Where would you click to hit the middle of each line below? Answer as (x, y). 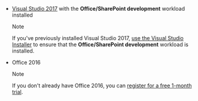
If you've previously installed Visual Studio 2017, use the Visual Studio (98, 38)
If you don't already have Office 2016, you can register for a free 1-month (102, 85)
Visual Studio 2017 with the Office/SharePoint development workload (98, 9)
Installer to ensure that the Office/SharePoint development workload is (100, 45)
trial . (17, 92)
